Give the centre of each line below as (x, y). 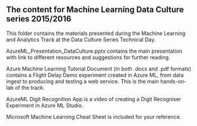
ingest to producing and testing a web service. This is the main (83, 81)
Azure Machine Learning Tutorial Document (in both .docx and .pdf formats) (98, 69)
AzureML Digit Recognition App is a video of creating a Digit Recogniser (94, 99)
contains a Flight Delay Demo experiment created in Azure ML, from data (95, 75)
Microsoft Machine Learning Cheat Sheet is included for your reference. (94, 117)
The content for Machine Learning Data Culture (95, 10)
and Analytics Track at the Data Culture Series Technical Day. (81, 39)
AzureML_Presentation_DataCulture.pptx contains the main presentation (94, 51)
